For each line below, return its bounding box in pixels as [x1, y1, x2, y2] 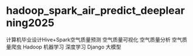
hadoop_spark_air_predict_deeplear [6, 4, 185, 17]
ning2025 [6, 16, 54, 29]
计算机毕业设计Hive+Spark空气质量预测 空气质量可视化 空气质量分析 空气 [6, 36, 182, 43]
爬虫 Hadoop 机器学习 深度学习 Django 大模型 [11, 43, 122, 50]
